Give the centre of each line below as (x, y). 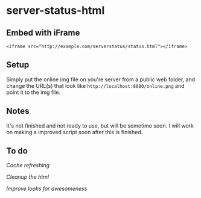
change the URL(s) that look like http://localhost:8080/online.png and (95, 85)
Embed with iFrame (43, 33)
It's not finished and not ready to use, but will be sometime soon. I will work (100, 125)
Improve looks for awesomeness (47, 189)
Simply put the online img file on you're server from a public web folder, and (101, 79)
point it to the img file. (33, 92)
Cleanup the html (28, 177)
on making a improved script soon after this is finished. (75, 132)
